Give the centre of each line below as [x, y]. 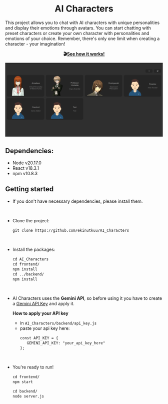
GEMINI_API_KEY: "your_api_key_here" [66, 343]
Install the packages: [34, 249]
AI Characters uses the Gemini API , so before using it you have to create [87, 298]
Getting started [29, 189]
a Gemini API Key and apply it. [43, 303]
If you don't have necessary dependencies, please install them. [77, 201]
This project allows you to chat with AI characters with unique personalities [82, 23]
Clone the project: [31, 220]
